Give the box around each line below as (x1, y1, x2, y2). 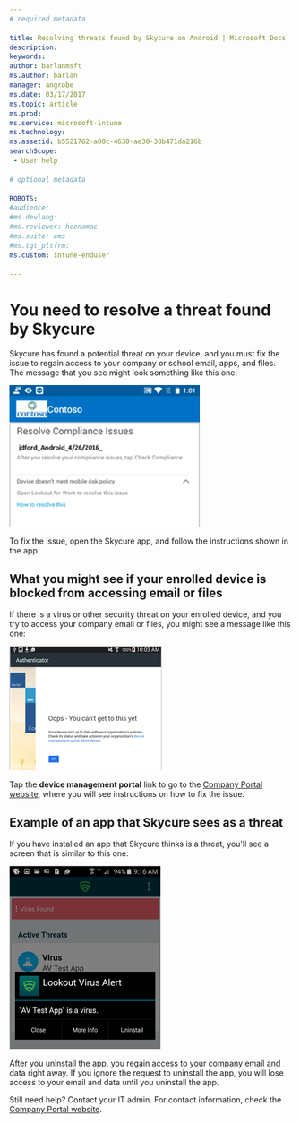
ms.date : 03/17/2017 (9, 90, 87, 99)
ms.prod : (9, 108, 42, 118)
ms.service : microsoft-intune (9, 118, 123, 127)
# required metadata (9, 14, 87, 23)
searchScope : (9, 147, 58, 156)
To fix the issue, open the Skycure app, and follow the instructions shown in (9, 536, 289, 546)
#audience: (9, 203, 50, 212)
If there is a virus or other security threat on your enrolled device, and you (9, 609, 282, 620)
